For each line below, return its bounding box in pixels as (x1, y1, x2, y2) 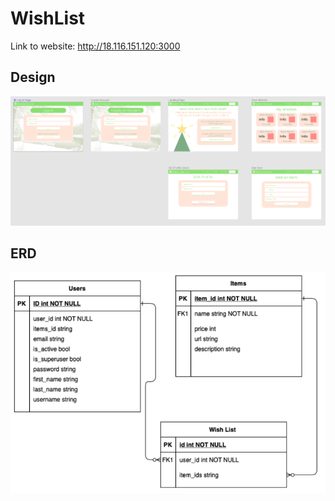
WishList (10, 7, 86, 30)
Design (10, 69, 56, 86)
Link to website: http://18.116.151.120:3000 (10, 40, 181, 52)
